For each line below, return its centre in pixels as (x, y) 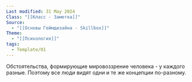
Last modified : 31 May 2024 (41, 11)
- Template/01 (29, 50)
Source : (16, 22)
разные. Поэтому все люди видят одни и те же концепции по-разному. (96, 72)
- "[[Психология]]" (35, 39)
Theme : (14, 33)
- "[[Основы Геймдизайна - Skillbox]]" (61, 28)
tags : (13, 45)
